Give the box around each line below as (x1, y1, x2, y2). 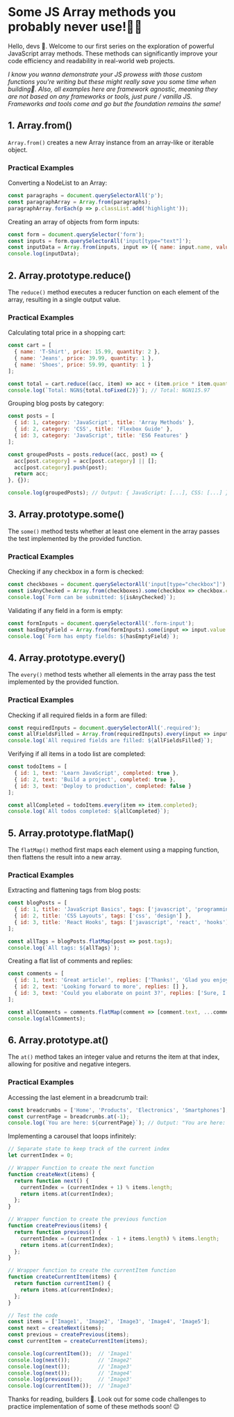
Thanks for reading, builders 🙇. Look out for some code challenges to (8, 1395, 207, 1403)
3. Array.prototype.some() (8, 508, 125, 521)
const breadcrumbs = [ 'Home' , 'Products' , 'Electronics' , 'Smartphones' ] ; (8, 1107, 229, 1114)
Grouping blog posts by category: (8, 399, 104, 408)
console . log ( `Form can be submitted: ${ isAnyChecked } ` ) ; (8, 594, 176, 601)
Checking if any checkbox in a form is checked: (8, 567, 144, 576)
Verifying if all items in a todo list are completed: (8, 750, 146, 758)
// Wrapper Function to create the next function (8, 1164, 155, 1172)
